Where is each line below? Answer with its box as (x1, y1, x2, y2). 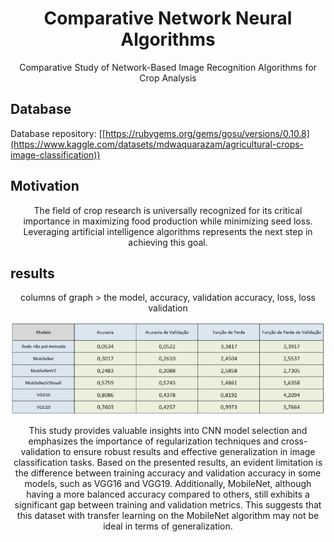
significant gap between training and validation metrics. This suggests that (14, 499, 322, 511)
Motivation (10, 178, 80, 195)
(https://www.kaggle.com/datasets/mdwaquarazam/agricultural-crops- (10, 138, 305, 150)
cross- (280, 435, 308, 447)
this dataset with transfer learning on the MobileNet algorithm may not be (16, 510, 320, 522)
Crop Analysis (139, 72, 197, 84)
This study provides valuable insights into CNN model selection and (28, 425, 308, 437)
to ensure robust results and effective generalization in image (62, 446, 316, 458)
